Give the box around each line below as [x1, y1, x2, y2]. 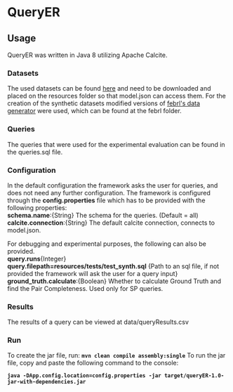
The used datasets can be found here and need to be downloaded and [7, 84, 212, 93]
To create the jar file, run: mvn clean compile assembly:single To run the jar [7, 351, 226, 360]
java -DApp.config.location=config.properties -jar [7, 372, 161, 379]
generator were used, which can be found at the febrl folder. [7, 107, 182, 115]
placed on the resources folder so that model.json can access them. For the [7, 92, 227, 100]
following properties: [7, 203, 67, 211]
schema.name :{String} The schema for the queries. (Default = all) [7, 211, 199, 219]
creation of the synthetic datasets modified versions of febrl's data [7, 99, 201, 107]
